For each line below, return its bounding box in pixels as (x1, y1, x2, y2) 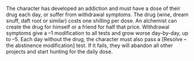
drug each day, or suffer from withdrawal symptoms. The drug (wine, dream (6, 11, 189, 18)
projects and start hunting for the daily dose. (6, 48, 113, 55)
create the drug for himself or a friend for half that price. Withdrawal (6, 23, 170, 30)
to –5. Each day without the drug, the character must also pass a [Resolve (6, 36, 183, 42)
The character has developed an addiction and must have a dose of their (6, 5, 181, 12)
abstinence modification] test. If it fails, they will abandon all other (15, 42, 173, 49)
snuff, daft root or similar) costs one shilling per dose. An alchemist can (6, 17, 177, 24)
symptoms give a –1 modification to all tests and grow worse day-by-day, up (6, 30, 189, 37)
